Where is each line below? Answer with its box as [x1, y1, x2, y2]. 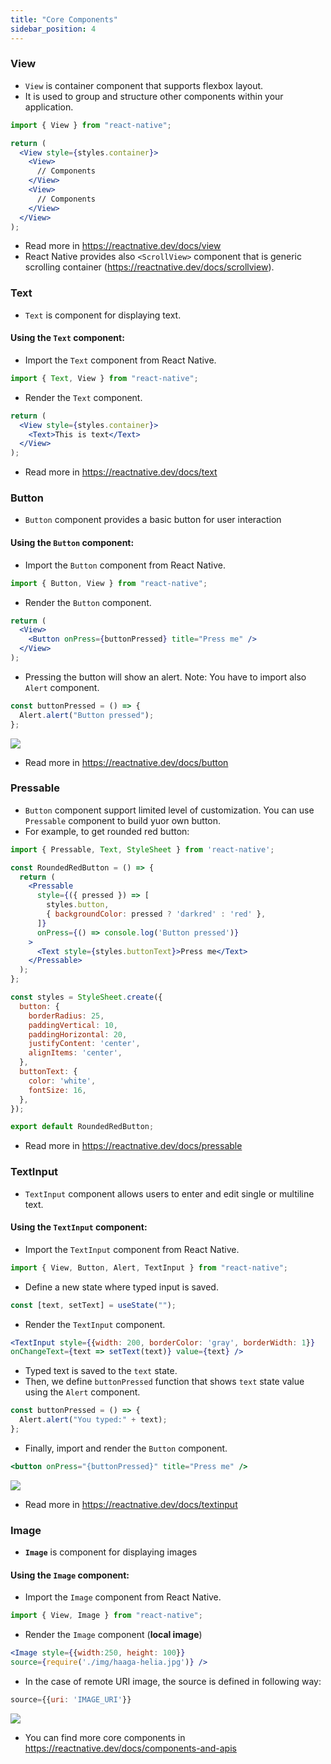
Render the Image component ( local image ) [24, 1629, 203, 1641]
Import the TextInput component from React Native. [24, 1243, 240, 1255]
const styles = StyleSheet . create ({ [10, 992, 163, 1003]
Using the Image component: [10, 1569, 130, 1581]
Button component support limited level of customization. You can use [24, 804, 315, 816]
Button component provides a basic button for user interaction [24, 514, 282, 526]
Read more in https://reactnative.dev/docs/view [24, 240, 222, 252]
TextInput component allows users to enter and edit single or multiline [24, 1187, 315, 1200]
